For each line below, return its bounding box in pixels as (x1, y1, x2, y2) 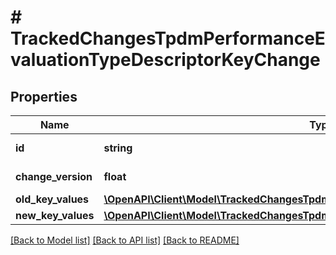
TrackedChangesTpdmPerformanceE (10, 27, 326, 50)
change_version (15, 170, 93, 183)
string (103, 141, 133, 155)
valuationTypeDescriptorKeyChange (10, 49, 321, 71)
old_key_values (15, 192, 90, 206)
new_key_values (15, 209, 95, 222)
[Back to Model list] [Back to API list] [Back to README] (10, 234, 240, 246)
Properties (10, 88, 78, 105)
